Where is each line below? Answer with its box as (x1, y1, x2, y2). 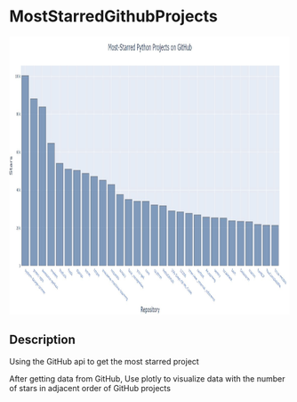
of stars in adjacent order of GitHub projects (9, 382, 172, 393)
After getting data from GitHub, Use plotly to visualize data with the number (9, 373, 285, 384)
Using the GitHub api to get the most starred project (9, 356, 200, 366)
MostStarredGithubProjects (9, 6, 218, 27)
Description (9, 332, 76, 348)
